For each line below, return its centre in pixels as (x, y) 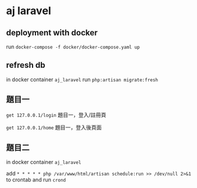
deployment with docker (52, 33)
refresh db (26, 65)
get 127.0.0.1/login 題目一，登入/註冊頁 (56, 115)
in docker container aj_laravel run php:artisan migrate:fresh (82, 79)
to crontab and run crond (36, 180)
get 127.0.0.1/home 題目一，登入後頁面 (54, 127)
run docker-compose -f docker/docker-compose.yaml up (73, 47)
